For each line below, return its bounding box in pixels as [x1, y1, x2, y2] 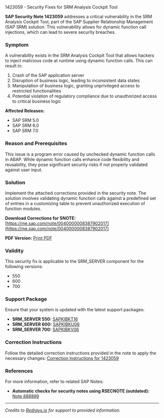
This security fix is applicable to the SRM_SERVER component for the [5, 258, 144, 264]
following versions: [5, 264, 43, 270]
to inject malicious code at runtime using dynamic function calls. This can [5, 58, 153, 64]
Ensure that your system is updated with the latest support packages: [5, 307, 145, 313]
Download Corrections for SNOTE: [5, 215, 76, 221]
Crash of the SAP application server [12, 72, 84, 78]
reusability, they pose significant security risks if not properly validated [5, 162, 148, 167]
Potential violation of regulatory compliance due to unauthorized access [12, 93, 157, 99]
